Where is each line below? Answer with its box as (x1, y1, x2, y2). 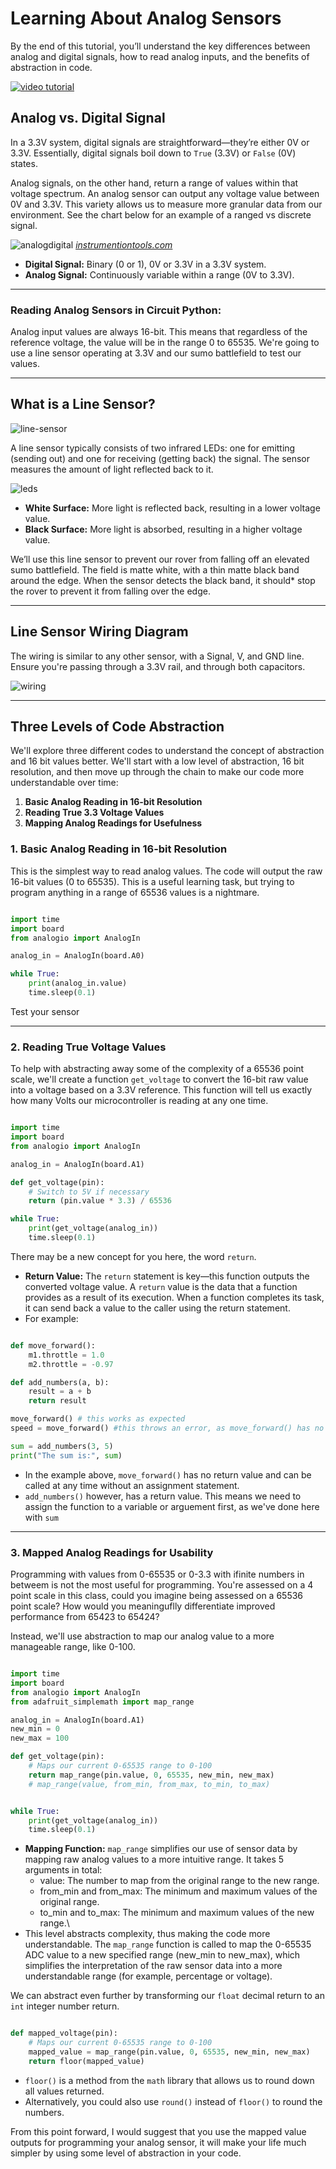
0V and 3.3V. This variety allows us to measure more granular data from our (10, 198, 323, 210)
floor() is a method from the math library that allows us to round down (24, 2074, 315, 2086)
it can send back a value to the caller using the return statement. (24, 1302, 291, 1314)
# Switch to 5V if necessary (28, 1187, 150, 1197)
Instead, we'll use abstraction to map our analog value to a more (10, 1630, 275, 1642)
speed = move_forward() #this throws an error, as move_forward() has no (10, 1423, 325, 1434)
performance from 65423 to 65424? (10, 1611, 160, 1622)
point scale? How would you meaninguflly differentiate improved (10, 1600, 276, 1612)
